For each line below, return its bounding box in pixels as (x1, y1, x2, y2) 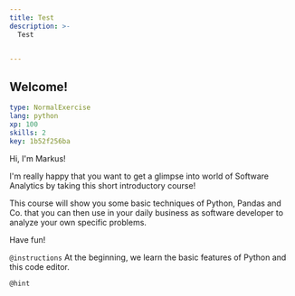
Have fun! (9, 234, 46, 245)
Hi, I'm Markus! (9, 153, 66, 163)
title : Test (9, 13, 54, 23)
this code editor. (9, 261, 71, 272)
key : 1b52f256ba (9, 136, 71, 145)
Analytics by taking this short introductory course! (9, 180, 196, 190)
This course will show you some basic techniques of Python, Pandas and (9, 198, 282, 208)
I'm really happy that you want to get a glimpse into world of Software (9, 171, 270, 181)
